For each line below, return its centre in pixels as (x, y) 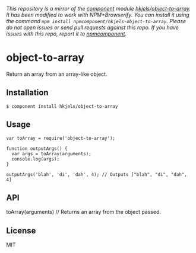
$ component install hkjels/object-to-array (62, 106)
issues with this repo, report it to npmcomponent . (66, 34)
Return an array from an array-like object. (57, 74)
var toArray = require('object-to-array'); (61, 138)
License (21, 230)
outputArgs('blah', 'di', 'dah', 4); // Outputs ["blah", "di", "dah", (97, 174)
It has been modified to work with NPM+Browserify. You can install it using (98, 15)
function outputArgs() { (37, 148)
